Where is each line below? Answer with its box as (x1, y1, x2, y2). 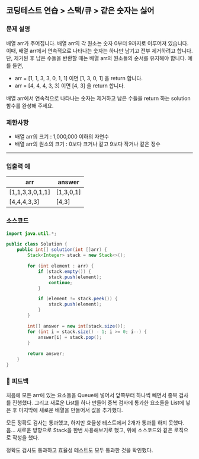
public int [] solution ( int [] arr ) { (17, 247, 108, 253)
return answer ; (27, 351, 65, 357)
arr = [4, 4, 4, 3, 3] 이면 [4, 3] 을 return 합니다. (14, 82, 126, 89)
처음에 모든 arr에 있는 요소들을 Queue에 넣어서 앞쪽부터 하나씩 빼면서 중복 (6, 392, 178, 399)
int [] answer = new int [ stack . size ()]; (27, 323, 126, 329)
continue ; (48, 279, 73, 285)
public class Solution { (6, 241, 68, 247)
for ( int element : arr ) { (27, 263, 94, 269)
